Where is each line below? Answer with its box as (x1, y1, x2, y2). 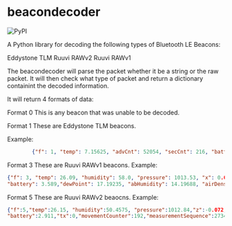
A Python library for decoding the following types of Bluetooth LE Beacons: (7, 40, 221, 48)
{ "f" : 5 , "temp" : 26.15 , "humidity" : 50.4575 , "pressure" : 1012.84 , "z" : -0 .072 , (7, 206, 227, 214)
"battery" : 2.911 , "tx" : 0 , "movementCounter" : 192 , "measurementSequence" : (7, 213, 215, 220)
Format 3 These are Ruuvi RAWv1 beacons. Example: (7, 161, 157, 169)
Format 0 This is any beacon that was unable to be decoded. (7, 108, 180, 116)
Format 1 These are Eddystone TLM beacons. (7, 121, 137, 130)
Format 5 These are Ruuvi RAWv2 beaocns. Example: (7, 193, 159, 201)
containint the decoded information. (7, 81, 109, 90)
